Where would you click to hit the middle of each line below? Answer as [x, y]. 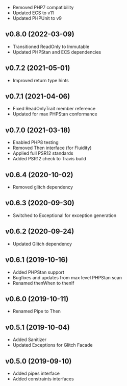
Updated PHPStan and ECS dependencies [57, 52]
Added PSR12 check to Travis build [49, 159]
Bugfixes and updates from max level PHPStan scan [67, 277]
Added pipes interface [36, 373]
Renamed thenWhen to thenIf [43, 283]
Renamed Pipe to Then [37, 311]
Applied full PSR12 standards [43, 153]
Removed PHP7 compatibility [43, 7]
